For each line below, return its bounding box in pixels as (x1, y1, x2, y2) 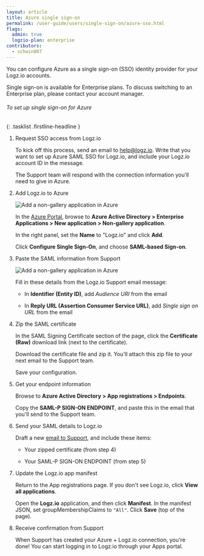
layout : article (6, 9, 47, 15)
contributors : (6, 43, 43, 49)
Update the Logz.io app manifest (15, 470, 97, 477)
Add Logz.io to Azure (15, 189, 69, 197)
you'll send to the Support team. (15, 410, 96, 418)
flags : (6, 26, 23, 32)
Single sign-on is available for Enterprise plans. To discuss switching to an (6, 83, 193, 91)
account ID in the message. (15, 159, 84, 166)
